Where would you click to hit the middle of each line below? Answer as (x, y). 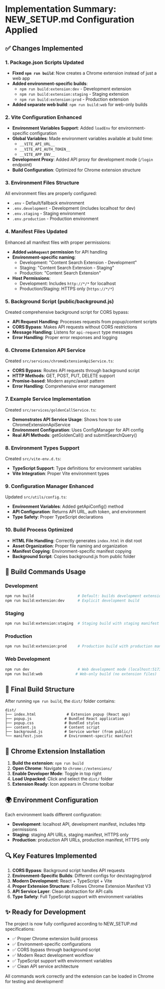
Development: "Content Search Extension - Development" (78, 262)
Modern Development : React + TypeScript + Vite (62, 881)
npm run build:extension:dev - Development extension (75, 89)
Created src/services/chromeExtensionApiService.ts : (60, 361)
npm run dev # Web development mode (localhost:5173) (84, 669)
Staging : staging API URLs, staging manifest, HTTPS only (70, 835)
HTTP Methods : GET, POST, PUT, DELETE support (64, 376)
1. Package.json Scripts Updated (45, 62)
